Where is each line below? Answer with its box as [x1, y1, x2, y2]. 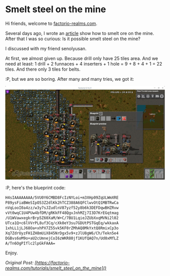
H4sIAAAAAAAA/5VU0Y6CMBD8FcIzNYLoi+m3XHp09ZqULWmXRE [5, 195, 119, 200]
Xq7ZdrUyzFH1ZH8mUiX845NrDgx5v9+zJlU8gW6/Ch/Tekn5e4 [5, 231, 119, 236]
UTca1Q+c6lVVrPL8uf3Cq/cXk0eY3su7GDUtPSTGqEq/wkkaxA [5, 221, 119, 226]
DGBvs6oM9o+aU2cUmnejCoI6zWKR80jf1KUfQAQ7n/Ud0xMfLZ [5, 236, 119, 241]
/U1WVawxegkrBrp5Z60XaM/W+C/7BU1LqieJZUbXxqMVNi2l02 [5, 216, 119, 221]
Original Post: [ [5, 260, 37, 266]
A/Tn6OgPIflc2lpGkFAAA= [5, 241, 56, 246]
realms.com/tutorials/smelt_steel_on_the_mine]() [5, 265, 107, 271]
